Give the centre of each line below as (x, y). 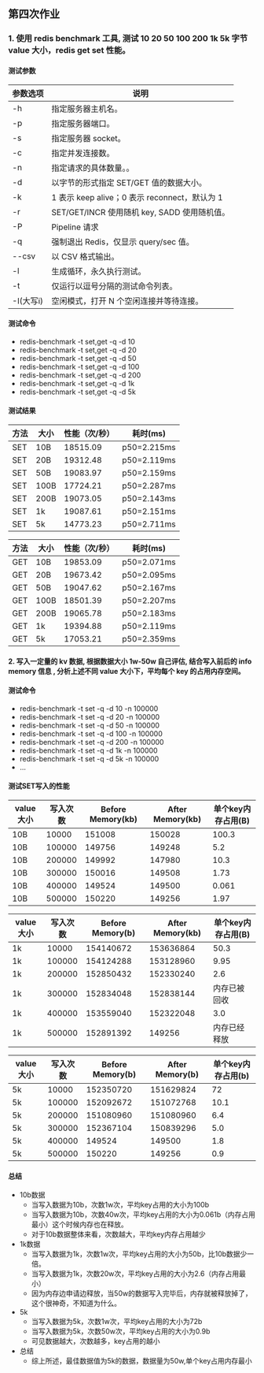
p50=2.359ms (149, 638)
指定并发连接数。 (83, 153)
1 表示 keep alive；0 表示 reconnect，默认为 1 (137, 197)
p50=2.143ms (149, 498)
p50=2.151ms (149, 511)
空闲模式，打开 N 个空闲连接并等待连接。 (127, 300)
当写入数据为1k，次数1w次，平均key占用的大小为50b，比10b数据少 (139, 1254)
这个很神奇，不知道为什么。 (76, 1304)
